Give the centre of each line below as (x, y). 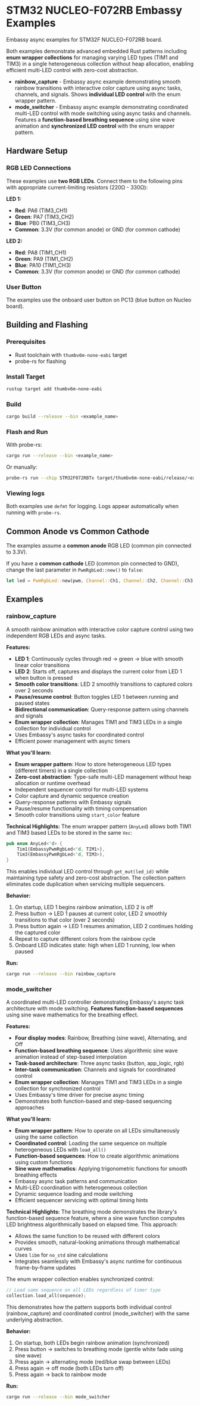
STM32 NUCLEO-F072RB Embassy (94, 10)
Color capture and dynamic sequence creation (72, 795)
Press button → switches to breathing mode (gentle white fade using (99, 1349)
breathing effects (36, 1175)
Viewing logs (25, 493)
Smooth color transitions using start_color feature (77, 814)
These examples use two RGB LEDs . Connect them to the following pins (94, 181)
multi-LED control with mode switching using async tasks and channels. (103, 113)
